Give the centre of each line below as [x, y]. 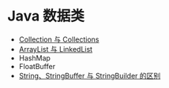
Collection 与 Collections [59, 39]
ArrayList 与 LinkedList [55, 49]
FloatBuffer [37, 66]
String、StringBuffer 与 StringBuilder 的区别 [90, 75]
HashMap [34, 58]
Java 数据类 [46, 16]
